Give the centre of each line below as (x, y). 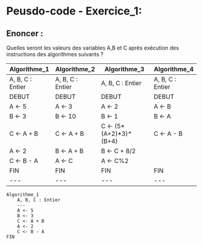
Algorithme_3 (125, 69)
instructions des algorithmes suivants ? (55, 54)
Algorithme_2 (75, 69)
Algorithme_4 (174, 69)
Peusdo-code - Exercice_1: (74, 11)
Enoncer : (25, 33)
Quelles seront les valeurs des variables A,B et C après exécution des (93, 48)
